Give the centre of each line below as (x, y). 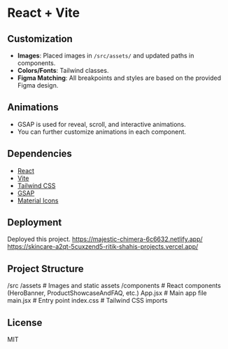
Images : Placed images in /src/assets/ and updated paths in (106, 55)
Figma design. (38, 85)
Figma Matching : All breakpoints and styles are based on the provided (119, 78)
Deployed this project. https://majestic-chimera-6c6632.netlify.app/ (105, 239)
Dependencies (40, 154)
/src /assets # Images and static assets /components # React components (114, 286)
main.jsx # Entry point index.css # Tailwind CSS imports (87, 301)
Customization (40, 39)
